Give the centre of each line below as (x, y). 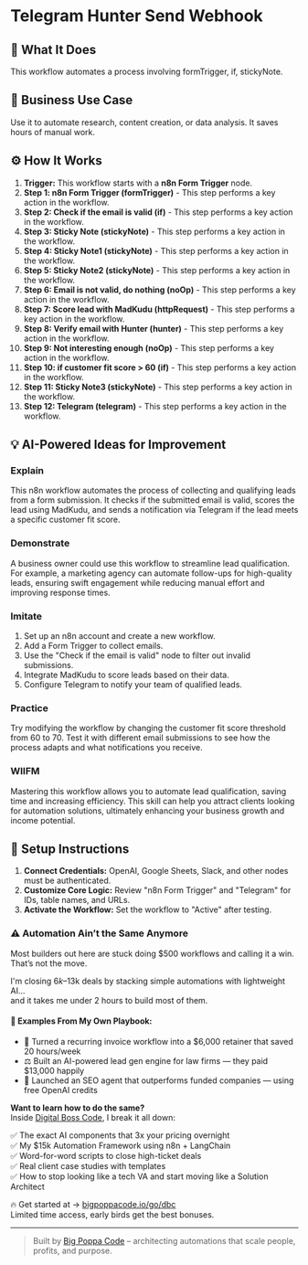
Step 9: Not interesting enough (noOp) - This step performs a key (149, 347)
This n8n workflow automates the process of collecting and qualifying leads (153, 491)
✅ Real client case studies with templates (88, 1165)
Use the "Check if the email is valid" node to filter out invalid (137, 655)
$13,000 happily (54, 1070)
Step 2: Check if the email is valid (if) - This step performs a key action (158, 212)
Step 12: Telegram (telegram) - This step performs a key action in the (155, 406)
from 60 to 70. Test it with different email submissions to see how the (140, 738)
